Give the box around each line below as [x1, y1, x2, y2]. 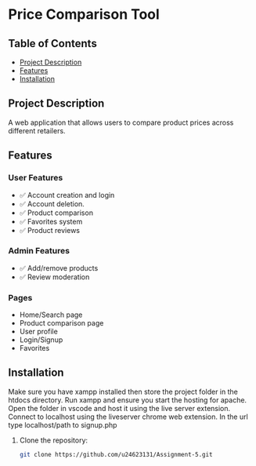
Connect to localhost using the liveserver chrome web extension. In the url [8, 412, 248, 421]
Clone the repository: [19, 435, 88, 445]
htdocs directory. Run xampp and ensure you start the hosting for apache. [8, 395, 247, 405]
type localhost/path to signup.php [8, 420, 117, 429]
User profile [19, 327, 59, 337]
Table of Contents [8, 37, 98, 50]
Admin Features [8, 246, 70, 257]
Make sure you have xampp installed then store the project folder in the [8, 387, 239, 396]
